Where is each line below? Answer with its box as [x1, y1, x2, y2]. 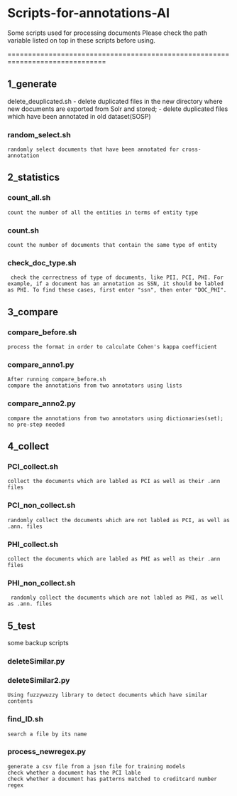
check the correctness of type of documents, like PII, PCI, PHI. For [10, 274, 224, 282]
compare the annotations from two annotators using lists [7, 382, 182, 389]
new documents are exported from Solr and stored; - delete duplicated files [7, 105, 228, 113]
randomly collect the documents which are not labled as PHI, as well [10, 594, 224, 602]
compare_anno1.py [7, 359, 75, 369]
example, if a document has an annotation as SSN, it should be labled [7, 280, 224, 287]
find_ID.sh [7, 714, 44, 724]
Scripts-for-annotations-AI [7, 5, 170, 21]
